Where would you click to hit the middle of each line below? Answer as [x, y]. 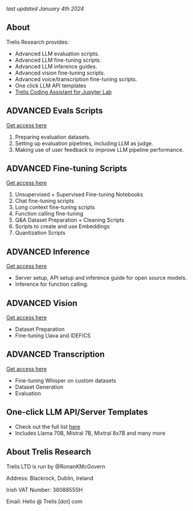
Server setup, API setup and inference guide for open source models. [101, 278]
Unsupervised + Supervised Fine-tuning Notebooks [79, 195]
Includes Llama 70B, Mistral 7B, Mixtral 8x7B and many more [90, 433]
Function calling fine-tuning [49, 214]
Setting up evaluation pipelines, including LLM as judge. [84, 143]
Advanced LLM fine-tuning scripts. [58, 60]
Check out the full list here [47, 426]
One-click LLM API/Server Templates [77, 412]
